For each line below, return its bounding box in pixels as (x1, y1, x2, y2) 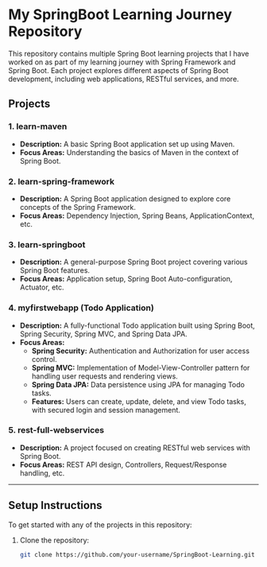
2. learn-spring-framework (8, 176, 115, 187)
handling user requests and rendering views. (31, 371, 179, 381)
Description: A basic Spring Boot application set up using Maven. (19, 139, 235, 149)
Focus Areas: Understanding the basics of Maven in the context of (19, 147, 239, 157)
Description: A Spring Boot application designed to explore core (19, 193, 231, 204)
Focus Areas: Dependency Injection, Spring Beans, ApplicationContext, (19, 211, 255, 220)
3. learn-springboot (8, 239, 86, 250)
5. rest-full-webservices (8, 425, 105, 436)
